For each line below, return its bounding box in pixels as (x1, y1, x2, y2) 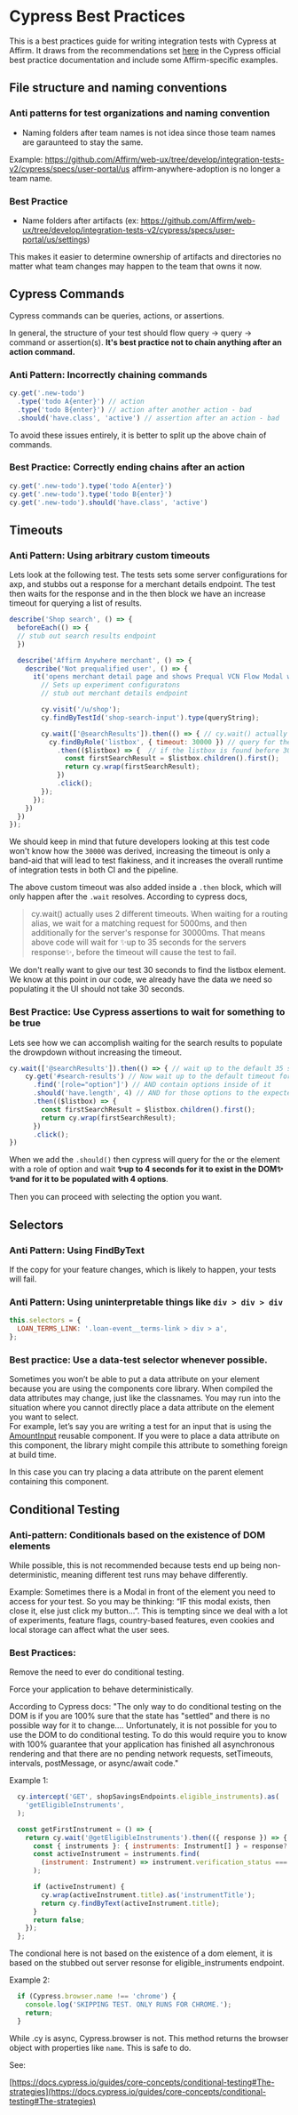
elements (9, 1540, 51, 1552)
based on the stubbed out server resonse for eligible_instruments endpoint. (9, 1958, 286, 1968)
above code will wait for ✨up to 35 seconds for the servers (30, 937, 247, 948)
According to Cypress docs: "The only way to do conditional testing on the (9, 1701, 282, 1712)
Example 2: (9, 1974, 51, 1985)
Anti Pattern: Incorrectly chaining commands (9, 368, 208, 381)
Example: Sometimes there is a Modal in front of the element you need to (9, 1586, 276, 1597)
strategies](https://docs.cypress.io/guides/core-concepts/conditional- (9, 2086, 267, 2096)
